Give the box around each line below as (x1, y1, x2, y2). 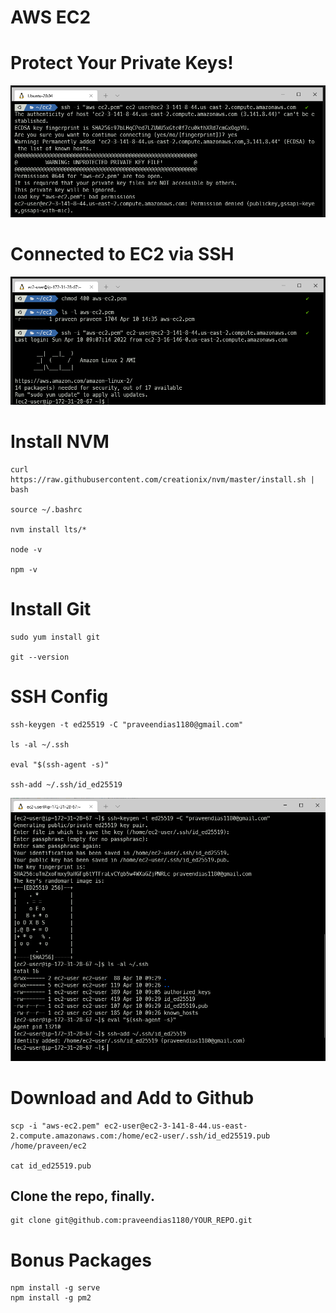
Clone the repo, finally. (10, 1188, 155, 1205)
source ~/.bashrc (10, 504, 83, 515)
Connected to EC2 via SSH (10, 242, 235, 265)
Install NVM (10, 430, 110, 453)
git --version (10, 652, 70, 662)
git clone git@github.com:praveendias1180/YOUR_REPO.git (10, 1216, 253, 1226)
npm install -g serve (10, 1283, 101, 1293)
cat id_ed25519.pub (10, 1161, 92, 1171)
